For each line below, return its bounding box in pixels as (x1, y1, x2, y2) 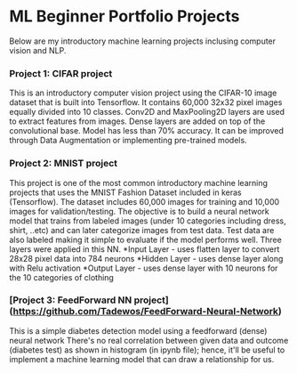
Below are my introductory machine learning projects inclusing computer (9, 36, 277, 46)
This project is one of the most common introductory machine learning (9, 177, 269, 188)
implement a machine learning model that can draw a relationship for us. (9, 353, 275, 364)
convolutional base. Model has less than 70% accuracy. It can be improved (9, 126, 285, 136)
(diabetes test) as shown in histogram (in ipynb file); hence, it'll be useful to (9, 345, 285, 355)
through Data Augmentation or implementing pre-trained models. (9, 135, 247, 146)
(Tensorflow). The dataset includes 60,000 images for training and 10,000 (9, 196, 280, 207)
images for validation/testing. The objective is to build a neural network (9, 206, 269, 216)
